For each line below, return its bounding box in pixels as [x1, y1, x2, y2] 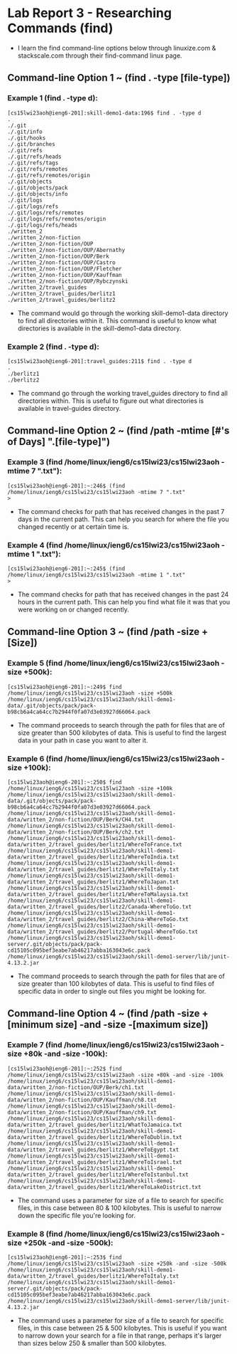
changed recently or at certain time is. [17, 522, 129, 531]
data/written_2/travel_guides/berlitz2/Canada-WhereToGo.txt [7, 903, 192, 910]
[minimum [7, 1019, 54, 1031]
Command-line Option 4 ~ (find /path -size [7, 1007, 200, 1019]
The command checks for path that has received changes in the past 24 [17, 589, 229, 599]
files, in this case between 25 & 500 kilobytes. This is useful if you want [17, 1323, 227, 1332]
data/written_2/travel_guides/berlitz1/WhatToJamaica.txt [7, 1121, 182, 1128]
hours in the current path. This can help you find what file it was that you [17, 597, 231, 606]
